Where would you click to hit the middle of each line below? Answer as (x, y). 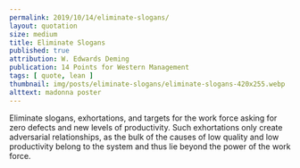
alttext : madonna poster (55, 92)
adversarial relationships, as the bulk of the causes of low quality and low (144, 137)
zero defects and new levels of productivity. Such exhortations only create (146, 127)
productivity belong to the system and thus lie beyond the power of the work (150, 146)
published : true (39, 51)
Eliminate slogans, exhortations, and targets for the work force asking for (143, 118)
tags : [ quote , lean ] (51, 76)
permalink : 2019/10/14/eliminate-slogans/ (89, 17)
